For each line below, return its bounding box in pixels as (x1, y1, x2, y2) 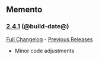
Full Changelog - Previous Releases (6, 35, 93, 43)
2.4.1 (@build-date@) (6, 22, 69, 31)
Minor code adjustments (14, 47, 75, 54)
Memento (6, 5, 43, 15)
